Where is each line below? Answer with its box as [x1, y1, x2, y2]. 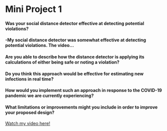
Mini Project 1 [5, 3, 62, 15]
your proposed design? [5, 109, 55, 115]
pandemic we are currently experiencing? [5, 92, 94, 98]
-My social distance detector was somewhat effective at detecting [5, 37, 146, 43]
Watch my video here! [5, 120, 50, 126]
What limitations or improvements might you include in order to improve [5, 104, 158, 110]
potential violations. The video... [5, 42, 74, 48]
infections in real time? [5, 76, 54, 82]
